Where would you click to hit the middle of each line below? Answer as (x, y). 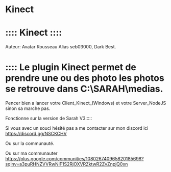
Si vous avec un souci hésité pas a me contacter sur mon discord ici (77, 128)
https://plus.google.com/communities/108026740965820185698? (75, 159)
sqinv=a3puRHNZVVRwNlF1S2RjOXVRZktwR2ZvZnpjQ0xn (67, 164)
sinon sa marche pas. (28, 108)
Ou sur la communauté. (30, 144)
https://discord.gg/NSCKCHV (36, 134)
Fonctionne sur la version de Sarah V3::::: (49, 119)
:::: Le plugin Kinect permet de (71, 67)
